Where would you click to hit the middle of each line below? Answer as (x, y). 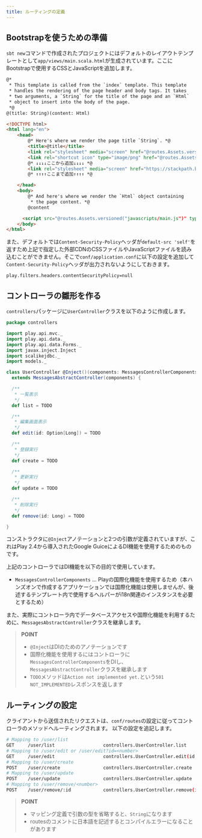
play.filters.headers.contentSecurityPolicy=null (70, 276)
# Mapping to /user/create (40, 762)
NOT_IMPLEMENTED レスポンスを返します (76, 684)
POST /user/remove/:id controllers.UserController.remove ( (101, 790)
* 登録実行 (26, 449)
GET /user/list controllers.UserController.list (96, 745)
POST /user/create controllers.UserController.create (99, 768)
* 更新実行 (26, 477)
